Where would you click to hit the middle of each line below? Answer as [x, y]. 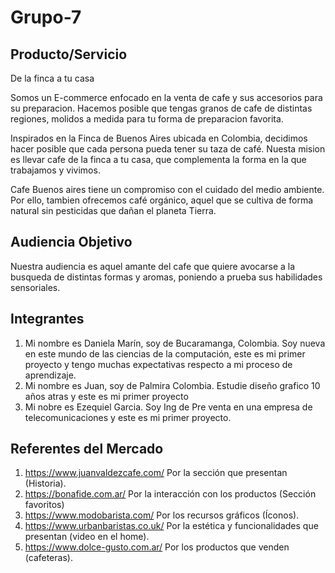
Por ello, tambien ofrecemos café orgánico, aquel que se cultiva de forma [162, 200]
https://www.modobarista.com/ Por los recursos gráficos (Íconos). [162, 515]
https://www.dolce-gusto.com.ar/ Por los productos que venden [157, 547]
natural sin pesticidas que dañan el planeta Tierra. [113, 210]
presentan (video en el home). [87, 537]
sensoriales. [35, 287]
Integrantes [47, 319]
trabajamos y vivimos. [55, 170]
